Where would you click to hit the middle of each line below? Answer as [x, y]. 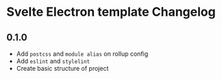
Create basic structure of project [62, 68]
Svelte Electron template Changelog [111, 12]
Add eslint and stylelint [53, 61]
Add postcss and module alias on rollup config [82, 54]
